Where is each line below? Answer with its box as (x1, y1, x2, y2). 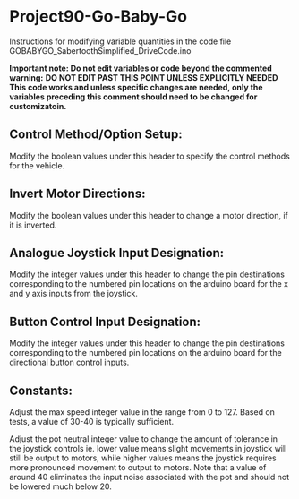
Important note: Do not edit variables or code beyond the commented (9, 63, 273, 73)
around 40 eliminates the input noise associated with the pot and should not (9, 472, 289, 482)
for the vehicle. (9, 159, 65, 171)
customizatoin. (9, 100, 67, 111)
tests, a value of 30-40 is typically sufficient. (9, 417, 175, 426)
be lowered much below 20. (9, 481, 112, 492)
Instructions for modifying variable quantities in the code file (9, 36, 232, 47)
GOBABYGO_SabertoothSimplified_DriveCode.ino (9, 45, 192, 56)
